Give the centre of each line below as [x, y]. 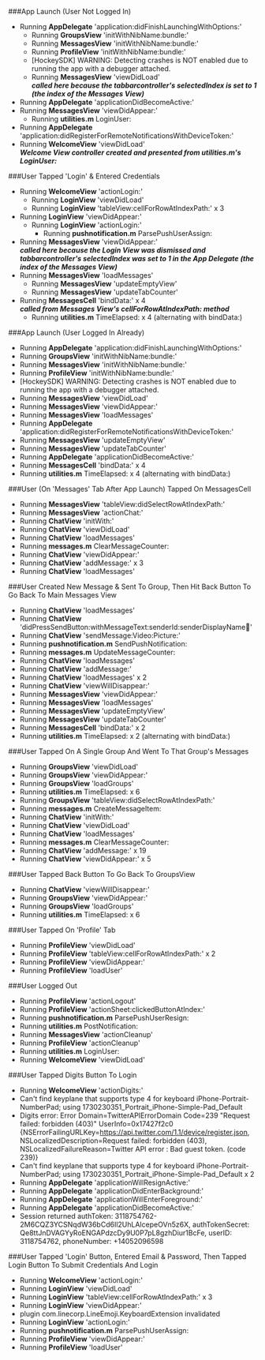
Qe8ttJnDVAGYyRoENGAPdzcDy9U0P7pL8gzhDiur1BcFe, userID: [126, 1233]
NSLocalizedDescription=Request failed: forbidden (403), [113, 1141]
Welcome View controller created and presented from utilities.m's [131, 152]
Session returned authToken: [66, 1216]
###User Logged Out [43, 985]
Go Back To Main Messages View [62, 595]
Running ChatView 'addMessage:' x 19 [83, 850]
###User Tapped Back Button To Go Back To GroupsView [102, 874]
